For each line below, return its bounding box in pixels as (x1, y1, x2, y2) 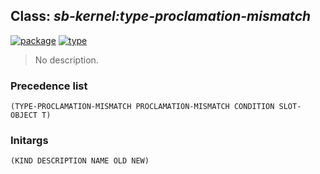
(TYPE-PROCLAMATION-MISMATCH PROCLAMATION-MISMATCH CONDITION (10, 102, 275, 112)
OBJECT (10, 110, 38, 121)
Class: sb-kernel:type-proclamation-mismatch (10, 8, 312, 25)
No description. (34, 54, 99, 66)
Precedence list (10, 79, 88, 93)
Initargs (10, 134, 49, 148)
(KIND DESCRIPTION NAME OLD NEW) (10, 156, 150, 166)
